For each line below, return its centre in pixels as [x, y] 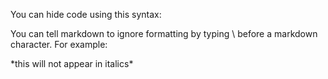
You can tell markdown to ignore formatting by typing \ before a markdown [164, 33]
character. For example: [59, 44]
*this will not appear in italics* [72, 63]
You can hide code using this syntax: [86, 14]
